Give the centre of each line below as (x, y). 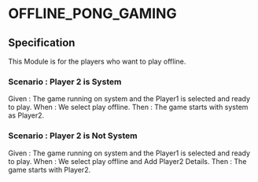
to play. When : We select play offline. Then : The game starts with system (128, 107)
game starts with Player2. (50, 169)
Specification (42, 43)
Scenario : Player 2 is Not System (73, 136)
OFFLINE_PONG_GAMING (92, 14)
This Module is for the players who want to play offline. (97, 61)
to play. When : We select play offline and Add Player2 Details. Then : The (127, 161)
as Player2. (26, 115)
